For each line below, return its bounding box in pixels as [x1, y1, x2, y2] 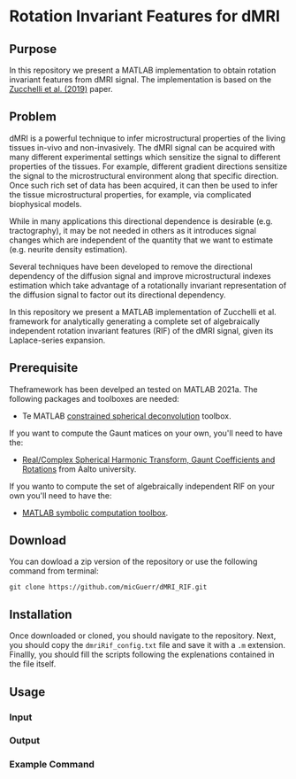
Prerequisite [9, 360, 79, 375]
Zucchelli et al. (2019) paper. [9, 84, 113, 94]
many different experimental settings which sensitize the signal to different [9, 151, 281, 162]
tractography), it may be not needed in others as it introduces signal [9, 225, 256, 235]
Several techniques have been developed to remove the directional [9, 261, 254, 272]
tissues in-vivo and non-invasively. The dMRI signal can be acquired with [9, 142, 276, 152]
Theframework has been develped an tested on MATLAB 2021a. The [9, 383, 258, 395]
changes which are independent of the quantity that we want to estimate [9, 235, 274, 245]
